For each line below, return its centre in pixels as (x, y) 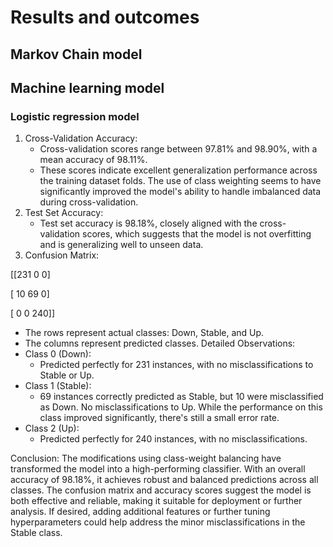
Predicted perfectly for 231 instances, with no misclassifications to (176, 365)
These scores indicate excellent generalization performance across (178, 170)
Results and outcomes (105, 17)
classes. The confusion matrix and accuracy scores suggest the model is (161, 490)
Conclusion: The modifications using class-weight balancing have (146, 458)
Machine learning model (87, 87)
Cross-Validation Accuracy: (81, 138)
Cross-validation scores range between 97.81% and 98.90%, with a (178, 149)
